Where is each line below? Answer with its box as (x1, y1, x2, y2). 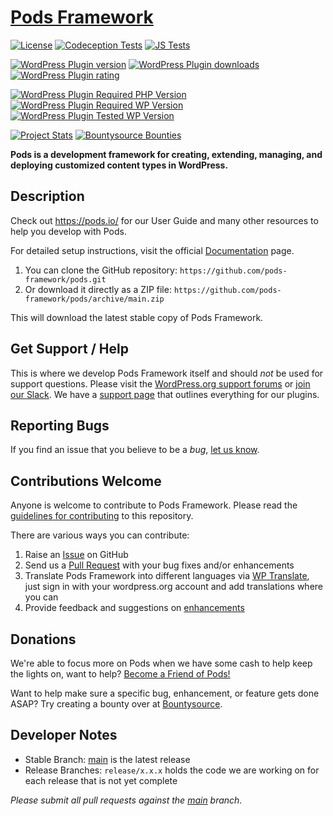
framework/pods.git (24, 274, 107, 285)
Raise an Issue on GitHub (24, 549, 129, 561)
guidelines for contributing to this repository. (10, 510, 194, 522)
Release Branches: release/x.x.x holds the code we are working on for (24, 764, 320, 776)
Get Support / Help (10, 341, 129, 358)
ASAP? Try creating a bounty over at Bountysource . (10, 698, 223, 710)
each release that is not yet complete (24, 774, 178, 786)
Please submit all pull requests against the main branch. (10, 794, 243, 806)
